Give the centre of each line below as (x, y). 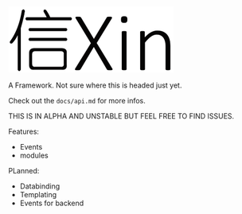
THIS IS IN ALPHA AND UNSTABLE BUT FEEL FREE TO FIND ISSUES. (121, 116)
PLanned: (24, 171)
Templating (38, 195)
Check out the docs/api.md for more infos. (77, 101)
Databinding (40, 186)
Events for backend (52, 203)
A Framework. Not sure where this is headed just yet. (95, 85)
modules (34, 155)
